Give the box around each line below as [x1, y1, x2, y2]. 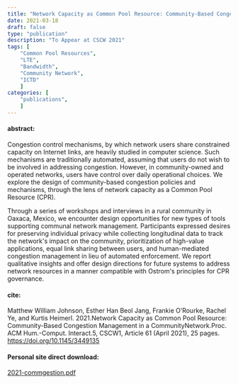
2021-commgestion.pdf [7, 368, 76, 377]
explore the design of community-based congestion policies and [7, 178, 196, 186]
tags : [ [7, 43, 30, 50]
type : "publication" [7, 30, 69, 38]
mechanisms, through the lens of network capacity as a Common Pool [7, 186, 212, 194]
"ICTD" [20, 76, 40, 84]
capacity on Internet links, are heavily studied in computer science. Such [7, 148, 220, 157]
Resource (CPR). [7, 193, 56, 202]
